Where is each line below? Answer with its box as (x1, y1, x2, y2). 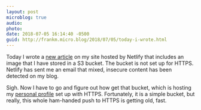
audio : (6, 20, 23, 26)
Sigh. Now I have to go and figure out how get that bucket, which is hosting (6, 84, 191, 91)
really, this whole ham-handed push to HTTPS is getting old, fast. (6, 97, 167, 104)
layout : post (6, 8, 39, 15)
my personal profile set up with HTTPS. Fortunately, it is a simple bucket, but (6, 91, 195, 97)
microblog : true (6, 14, 47, 20)
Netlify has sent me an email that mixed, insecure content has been (6, 66, 172, 73)
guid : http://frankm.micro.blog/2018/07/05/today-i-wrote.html (6, 37, 167, 43)
